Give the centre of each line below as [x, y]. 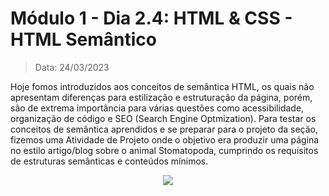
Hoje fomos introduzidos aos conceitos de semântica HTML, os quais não [162, 86]
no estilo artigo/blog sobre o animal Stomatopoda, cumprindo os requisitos [164, 150]
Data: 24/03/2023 [72, 67]
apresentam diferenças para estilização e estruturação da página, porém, [161, 97]
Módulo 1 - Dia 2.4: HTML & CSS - [151, 18]
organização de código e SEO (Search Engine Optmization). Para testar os [163, 118]
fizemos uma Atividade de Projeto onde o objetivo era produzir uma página [165, 139]
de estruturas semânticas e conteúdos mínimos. [109, 161]
